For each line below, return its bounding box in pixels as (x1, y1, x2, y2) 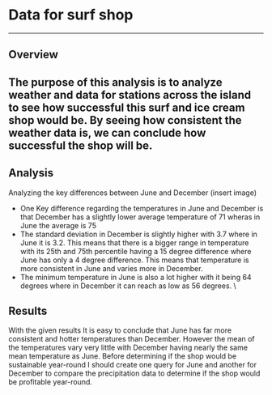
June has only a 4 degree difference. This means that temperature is (19, 255, 249, 265)
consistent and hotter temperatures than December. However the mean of (8, 334, 255, 344)
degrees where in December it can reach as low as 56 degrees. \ (19, 281, 236, 291)
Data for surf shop (8, 6, 134, 24)
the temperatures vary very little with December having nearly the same (8, 342, 249, 353)
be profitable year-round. (8, 377, 93, 387)
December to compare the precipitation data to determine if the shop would (8, 368, 261, 378)
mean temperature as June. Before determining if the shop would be (8, 351, 237, 361)
